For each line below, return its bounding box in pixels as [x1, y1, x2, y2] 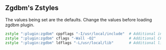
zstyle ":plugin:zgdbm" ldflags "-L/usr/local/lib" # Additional [5, 40, 156, 45]
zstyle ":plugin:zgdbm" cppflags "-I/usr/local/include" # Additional [5, 31, 156, 36]
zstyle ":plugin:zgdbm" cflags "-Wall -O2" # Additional [5, 36, 156, 41]
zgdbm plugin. [5, 22, 35, 28]
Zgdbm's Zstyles [5, 4, 59, 12]
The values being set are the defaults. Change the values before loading [5, 17, 152, 22]
